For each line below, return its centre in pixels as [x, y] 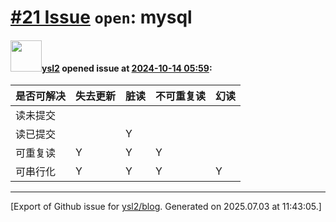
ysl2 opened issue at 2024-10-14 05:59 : [127, 68]
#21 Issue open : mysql [101, 17]
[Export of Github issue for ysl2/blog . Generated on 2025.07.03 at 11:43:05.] [166, 207]
